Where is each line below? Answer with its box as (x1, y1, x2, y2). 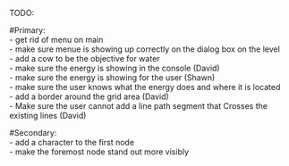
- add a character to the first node (9, 137, 135, 147)
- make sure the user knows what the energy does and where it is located (9, 82, 281, 92)
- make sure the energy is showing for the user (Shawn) (9, 72, 216, 83)
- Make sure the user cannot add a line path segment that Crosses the (9, 101, 268, 111)
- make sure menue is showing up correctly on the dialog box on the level (9, 44, 280, 54)
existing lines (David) (9, 111, 87, 120)
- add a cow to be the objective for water (9, 54, 160, 63)
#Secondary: (9, 128, 57, 137)
